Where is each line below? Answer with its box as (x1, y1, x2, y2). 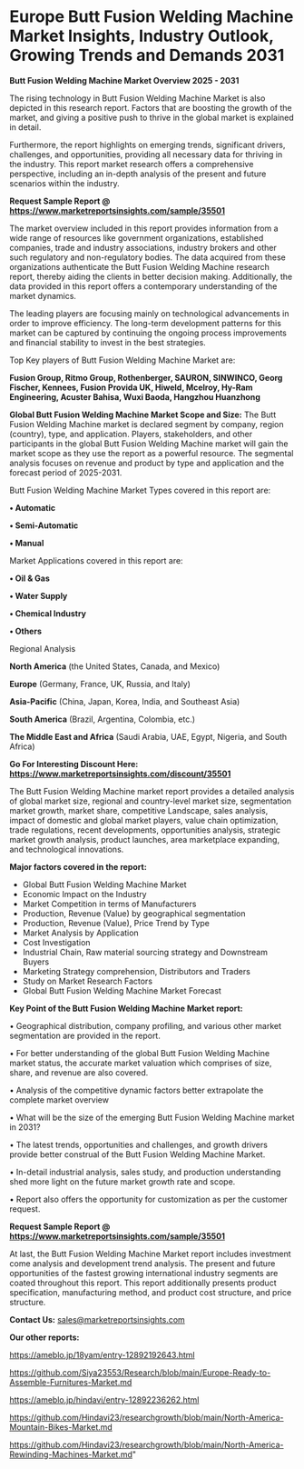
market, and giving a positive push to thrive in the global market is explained (9, 112, 295, 123)
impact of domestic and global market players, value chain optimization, (9, 814, 279, 825)
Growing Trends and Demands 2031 (9, 45, 285, 65)
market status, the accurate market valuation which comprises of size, (9, 1057, 272, 1068)
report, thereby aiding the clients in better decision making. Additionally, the (9, 271, 293, 282)
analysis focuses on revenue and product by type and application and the (9, 457, 284, 468)
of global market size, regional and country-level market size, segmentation (9, 795, 292, 806)
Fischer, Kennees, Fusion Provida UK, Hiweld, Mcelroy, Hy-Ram (9, 382, 253, 393)
